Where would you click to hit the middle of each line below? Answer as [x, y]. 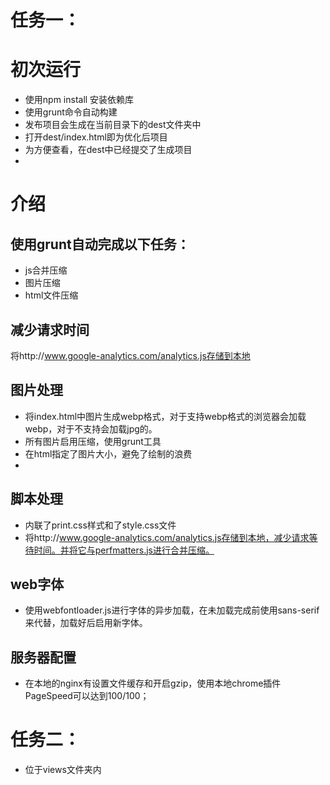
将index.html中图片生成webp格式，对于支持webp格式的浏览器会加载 [165, 416]
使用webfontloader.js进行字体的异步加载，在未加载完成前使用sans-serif [172, 610]
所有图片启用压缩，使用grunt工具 [93, 441]
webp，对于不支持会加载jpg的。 [91, 428]
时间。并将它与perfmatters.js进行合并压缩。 [124, 550]
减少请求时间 [50, 329]
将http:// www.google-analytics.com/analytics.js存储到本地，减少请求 [167, 537]
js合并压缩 [46, 270]
